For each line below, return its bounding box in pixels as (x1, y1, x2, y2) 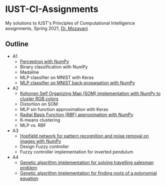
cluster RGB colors (19, 95, 58, 101)
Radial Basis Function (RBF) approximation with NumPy (19, 111, 133, 117)
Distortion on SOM (19, 101, 58, 107)
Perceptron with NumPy (19, 58, 69, 64)
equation (19, 175, 38, 181)
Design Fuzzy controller (19, 143, 69, 149)
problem (19, 164, 37, 170)
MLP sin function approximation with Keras (19, 106, 108, 112)
